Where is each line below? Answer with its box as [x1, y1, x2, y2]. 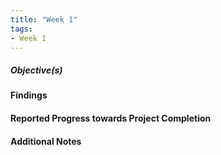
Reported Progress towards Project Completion [10, 112, 212, 124]
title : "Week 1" [10, 14, 78, 25]
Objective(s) [10, 64, 63, 76]
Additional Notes [10, 135, 82, 147]
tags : [10, 24, 33, 34]
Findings [10, 89, 48, 101]
